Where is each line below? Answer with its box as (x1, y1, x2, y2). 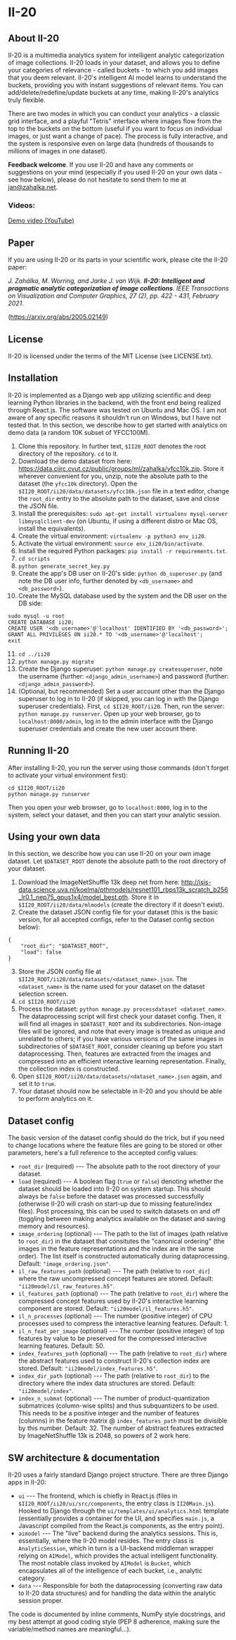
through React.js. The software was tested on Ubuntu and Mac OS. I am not (8, 405, 227, 414)
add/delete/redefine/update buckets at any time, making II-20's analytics (8, 89, 219, 96)
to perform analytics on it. (18, 1095, 93, 1103)
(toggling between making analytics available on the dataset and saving (18, 1215, 225, 1223)
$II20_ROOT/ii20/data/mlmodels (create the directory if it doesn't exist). (18, 900, 225, 909)
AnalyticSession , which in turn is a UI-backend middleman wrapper (18, 1544, 214, 1552)
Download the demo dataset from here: (18, 457, 132, 465)
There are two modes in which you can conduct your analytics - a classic (8, 110, 220, 118)
